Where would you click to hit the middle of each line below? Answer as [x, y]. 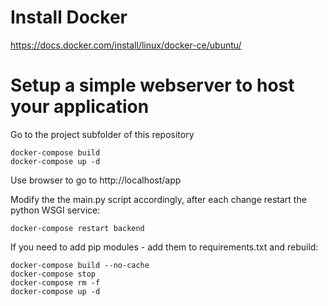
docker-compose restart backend [77, 228]
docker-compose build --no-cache [80, 265]
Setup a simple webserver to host [152, 85]
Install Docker [69, 17]
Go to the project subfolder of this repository [102, 134]
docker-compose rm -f [55, 282]
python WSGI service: [55, 210]
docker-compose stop [53, 274]
